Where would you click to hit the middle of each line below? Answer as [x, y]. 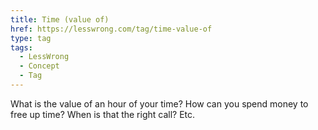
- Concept [39, 66]
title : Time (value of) [60, 19]
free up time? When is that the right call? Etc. [103, 114]
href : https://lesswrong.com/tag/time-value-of [111, 29]
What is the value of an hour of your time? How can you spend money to [159, 103]
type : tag [31, 38]
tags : [21, 47]
